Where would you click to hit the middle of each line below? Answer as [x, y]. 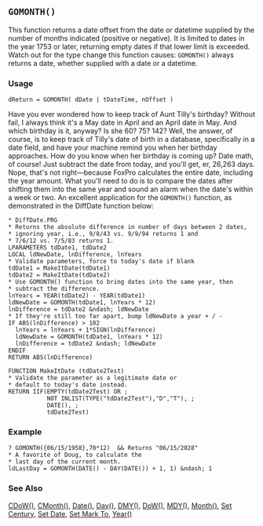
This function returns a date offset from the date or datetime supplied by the [131, 30]
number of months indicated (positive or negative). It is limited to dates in [126, 38]
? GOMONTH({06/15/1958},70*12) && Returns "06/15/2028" [103, 448]
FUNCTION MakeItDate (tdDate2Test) [66, 372]
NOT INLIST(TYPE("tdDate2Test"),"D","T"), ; [121, 399]
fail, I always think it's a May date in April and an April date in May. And [122, 123]
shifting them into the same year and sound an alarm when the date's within [131, 189]
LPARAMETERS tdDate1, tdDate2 [58, 248]
